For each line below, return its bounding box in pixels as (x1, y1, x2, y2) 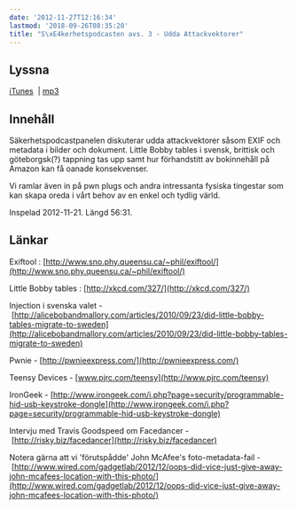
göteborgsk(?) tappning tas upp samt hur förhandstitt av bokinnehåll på (9, 154, 270, 164)
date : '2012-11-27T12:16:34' (9, 12, 117, 22)
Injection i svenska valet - (9, 300, 103, 310)
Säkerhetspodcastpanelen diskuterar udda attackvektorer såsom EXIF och (9, 135, 281, 145)
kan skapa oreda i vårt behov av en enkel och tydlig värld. (9, 190, 221, 200)
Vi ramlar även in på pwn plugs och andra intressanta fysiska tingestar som (9, 181, 284, 191)
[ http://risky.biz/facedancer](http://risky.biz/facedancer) (11, 435, 217, 445)
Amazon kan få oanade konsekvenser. (9, 163, 149, 174)
